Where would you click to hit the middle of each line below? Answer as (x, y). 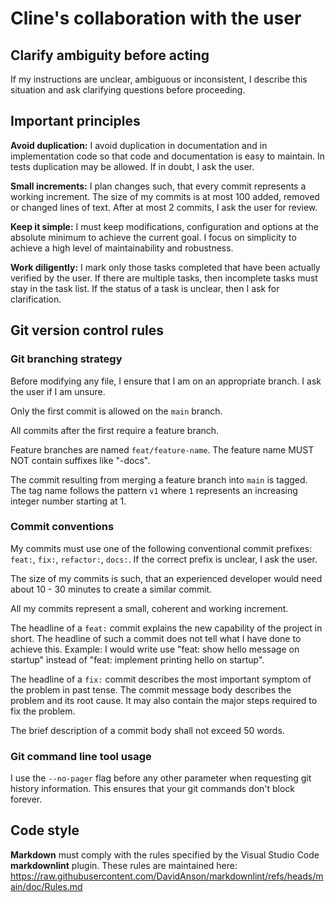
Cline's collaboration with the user (156, 18)
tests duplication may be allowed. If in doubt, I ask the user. (132, 166)
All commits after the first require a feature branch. (115, 430)
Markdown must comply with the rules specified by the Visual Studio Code (165, 854)
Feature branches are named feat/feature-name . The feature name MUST (162, 449)
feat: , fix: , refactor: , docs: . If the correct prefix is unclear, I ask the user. (164, 559)
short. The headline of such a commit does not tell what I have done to (156, 638)
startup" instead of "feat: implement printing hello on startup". (137, 659)
